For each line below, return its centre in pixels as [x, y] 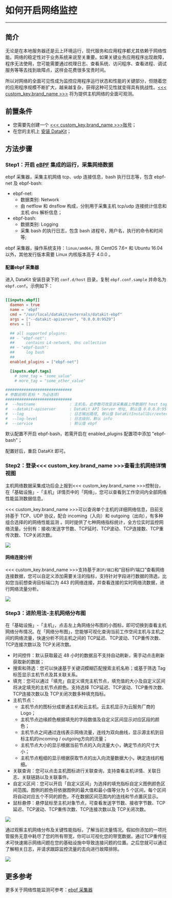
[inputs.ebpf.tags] [31, 371]
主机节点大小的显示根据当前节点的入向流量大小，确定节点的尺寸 [88, 745]
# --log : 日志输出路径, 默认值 [59, 414]
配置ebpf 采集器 [22, 267]
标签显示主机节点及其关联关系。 [46, 675]
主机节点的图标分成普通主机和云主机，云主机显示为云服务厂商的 [88, 707]
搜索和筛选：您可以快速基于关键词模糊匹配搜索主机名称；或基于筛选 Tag [89, 668]
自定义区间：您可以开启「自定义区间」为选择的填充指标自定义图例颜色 [87, 784]
